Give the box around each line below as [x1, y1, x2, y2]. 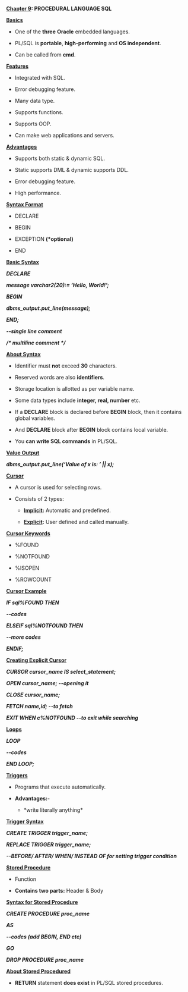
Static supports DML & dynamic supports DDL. [14, 167, 129, 173]
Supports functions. [14, 109, 63, 115]
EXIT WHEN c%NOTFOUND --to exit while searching [6, 714, 138, 721]
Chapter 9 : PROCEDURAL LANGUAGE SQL [6, 5, 112, 12]
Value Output [6, 449, 40, 456]
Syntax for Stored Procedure [6, 899, 78, 906]
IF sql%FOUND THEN [6, 599, 59, 606]
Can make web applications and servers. [14, 132, 114, 139]
